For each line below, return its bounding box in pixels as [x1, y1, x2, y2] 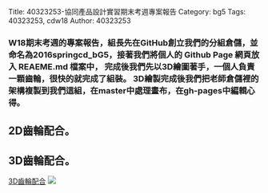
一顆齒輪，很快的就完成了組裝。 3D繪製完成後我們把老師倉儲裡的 [8, 73, 259, 84]
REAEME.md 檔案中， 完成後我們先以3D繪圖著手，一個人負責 [18, 61, 255, 72]
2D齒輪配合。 [8, 124, 76, 138]
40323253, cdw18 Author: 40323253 [8, 16, 131, 26]
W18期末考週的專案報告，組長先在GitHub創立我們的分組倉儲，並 [8, 37, 258, 48]
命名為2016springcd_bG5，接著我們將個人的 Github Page [8, 49, 234, 60]
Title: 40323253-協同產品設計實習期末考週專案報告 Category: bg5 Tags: [8, 7, 246, 16]
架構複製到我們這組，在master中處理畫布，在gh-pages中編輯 [8, 85, 247, 96]
